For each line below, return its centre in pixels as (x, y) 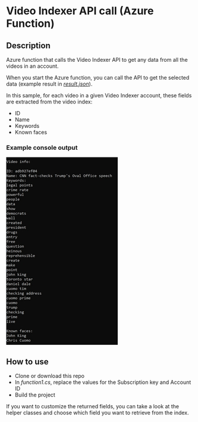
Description (28, 45)
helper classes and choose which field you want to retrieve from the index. (98, 413)
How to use (27, 362)
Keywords (27, 126)
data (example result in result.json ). (49, 84)
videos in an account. (32, 66)
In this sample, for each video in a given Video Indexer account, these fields (99, 95)
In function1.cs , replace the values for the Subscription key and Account (103, 382)
